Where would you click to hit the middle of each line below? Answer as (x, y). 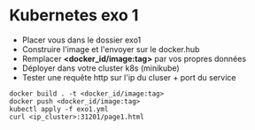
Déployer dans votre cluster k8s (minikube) (100, 68)
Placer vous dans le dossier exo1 (81, 40)
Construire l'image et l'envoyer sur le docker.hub (111, 49)
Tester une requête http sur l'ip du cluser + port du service (129, 77)
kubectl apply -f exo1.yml (59, 109)
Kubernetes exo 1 (74, 15)
